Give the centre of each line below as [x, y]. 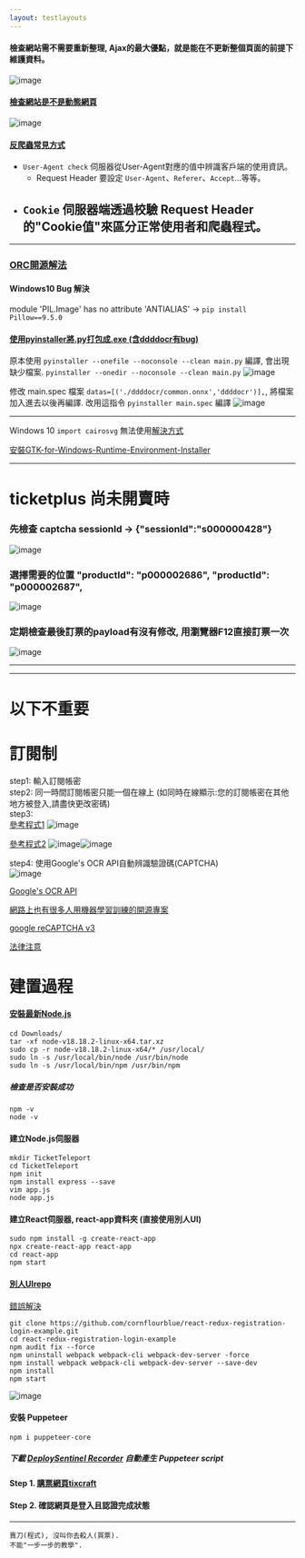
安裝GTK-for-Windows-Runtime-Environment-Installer [110, 450]
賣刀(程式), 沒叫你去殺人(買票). [64, 1535]
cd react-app [34, 1255]
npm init [26, 1174]
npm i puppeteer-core [50, 1437]
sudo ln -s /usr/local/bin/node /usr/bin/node [99, 1057]
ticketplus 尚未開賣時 [89, 498]
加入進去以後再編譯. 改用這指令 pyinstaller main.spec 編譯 [120, 403]
